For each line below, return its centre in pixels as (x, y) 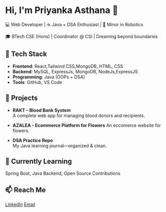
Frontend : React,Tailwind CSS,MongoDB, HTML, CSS (68, 66)
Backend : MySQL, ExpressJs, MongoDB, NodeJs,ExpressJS (75, 71)
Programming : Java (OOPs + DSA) (49, 77)
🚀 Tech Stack (26, 54)
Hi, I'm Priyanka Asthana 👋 (62, 10)
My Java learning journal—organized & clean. (60, 146)
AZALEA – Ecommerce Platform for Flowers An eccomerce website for (87, 125)
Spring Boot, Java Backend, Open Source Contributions (63, 173)
